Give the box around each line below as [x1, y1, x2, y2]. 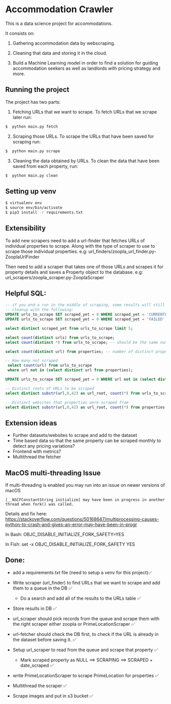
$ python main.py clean [5, 173, 58, 178]
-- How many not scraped [5, 358, 58, 363]
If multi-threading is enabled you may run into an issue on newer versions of [5, 482, 165, 488]
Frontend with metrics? [12, 449, 61, 455]
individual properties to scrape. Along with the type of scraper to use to [5, 243, 155, 249]
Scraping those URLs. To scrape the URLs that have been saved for [12, 133, 154, 139]
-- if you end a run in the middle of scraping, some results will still [5, 303, 165, 308]
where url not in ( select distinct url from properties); [7, 368, 133, 373]
